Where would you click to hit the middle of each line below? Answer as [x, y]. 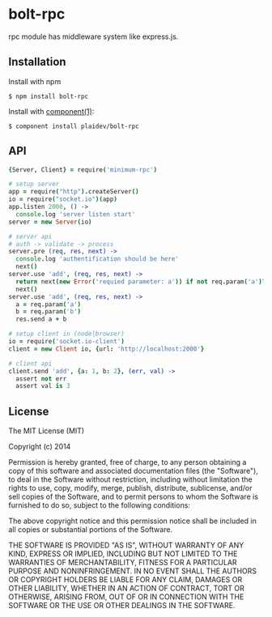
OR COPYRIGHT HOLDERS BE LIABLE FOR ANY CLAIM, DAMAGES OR [125, 580]
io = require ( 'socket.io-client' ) [67, 342]
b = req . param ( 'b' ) [49, 312]
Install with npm [35, 81]
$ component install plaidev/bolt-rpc [74, 126]
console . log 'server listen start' [76, 214]
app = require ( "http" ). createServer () [74, 192]
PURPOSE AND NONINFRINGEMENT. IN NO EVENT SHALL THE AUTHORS [133, 571]
